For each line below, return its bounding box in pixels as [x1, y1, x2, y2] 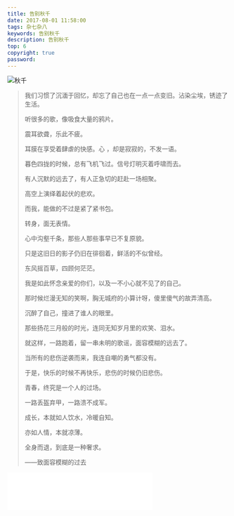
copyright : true [7, 50, 55, 57]
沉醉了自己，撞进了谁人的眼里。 [24, 308, 117, 317]
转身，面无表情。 [24, 219, 74, 227]
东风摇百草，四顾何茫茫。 [24, 264, 99, 272]
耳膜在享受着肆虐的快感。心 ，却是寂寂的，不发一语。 [24, 145, 181, 153]
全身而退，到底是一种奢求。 [24, 443, 105, 451]
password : [7, 56, 37, 63]
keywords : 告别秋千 [7, 29, 60, 37]
